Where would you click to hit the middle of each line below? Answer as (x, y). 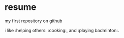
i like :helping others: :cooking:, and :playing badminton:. (62, 30)
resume (20, 7)
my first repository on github (33, 21)
